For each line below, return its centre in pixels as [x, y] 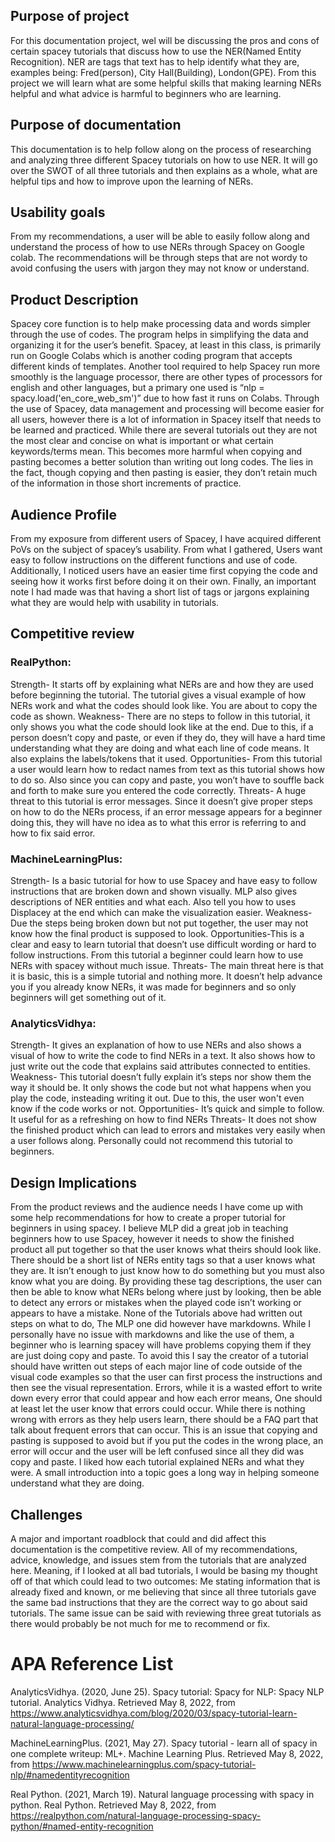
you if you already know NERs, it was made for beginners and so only [153, 987]
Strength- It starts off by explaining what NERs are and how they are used [162, 684]
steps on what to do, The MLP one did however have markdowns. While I [161, 1324]
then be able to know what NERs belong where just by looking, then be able [166, 1292]
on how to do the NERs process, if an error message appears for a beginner [166, 811]
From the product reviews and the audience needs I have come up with [157, 1207]
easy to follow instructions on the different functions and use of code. [154, 560]
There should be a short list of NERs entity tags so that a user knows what [163, 1260]
